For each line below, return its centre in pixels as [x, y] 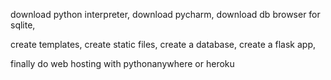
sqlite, [23, 25]
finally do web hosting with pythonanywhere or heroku [122, 63]
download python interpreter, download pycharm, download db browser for [165, 14]
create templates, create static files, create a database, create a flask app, [163, 44]
